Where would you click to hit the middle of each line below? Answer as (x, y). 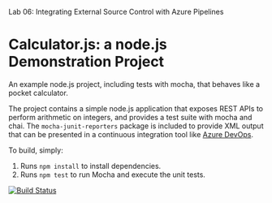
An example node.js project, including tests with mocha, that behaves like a (134, 84)
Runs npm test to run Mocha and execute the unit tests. (112, 175)
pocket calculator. (39, 93)
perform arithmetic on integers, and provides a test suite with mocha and (130, 117)
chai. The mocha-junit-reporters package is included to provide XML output (136, 126)
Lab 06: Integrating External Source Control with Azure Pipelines (116, 12)
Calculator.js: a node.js (88, 45)
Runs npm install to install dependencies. (91, 166)
